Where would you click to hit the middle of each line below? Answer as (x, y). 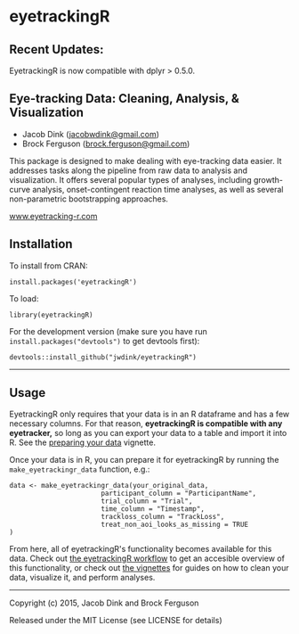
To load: (24, 298)
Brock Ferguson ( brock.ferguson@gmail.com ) (106, 144)
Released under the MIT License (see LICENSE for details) (116, 621)
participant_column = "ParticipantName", (178, 494)
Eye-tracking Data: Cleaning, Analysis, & (125, 99)
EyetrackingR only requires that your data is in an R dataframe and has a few (149, 414)
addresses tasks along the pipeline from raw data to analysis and (128, 170)
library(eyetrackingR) (51, 315)
